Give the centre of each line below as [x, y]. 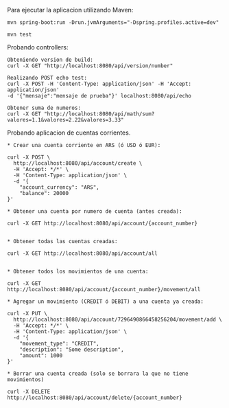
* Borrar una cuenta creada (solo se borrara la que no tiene [98, 374]
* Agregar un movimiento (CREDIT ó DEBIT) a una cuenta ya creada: [106, 302]
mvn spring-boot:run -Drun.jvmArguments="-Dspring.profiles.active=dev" [113, 23]
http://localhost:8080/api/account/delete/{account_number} [95, 398]
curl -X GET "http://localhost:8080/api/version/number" [90, 66]
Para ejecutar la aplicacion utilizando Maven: [70, 10]
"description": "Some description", [72, 350]
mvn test [20, 34]
